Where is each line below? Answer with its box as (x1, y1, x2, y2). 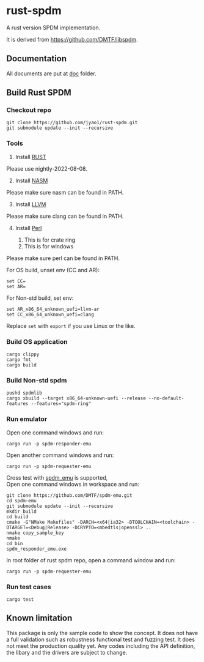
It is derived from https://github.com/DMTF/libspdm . (6, 35, 139, 43)
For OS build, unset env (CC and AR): (6, 266, 100, 273)
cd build (6, 513, 29, 520)
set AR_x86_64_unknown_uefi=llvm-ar (6, 306, 100, 312)
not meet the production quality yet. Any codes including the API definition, (6, 642, 195, 649)
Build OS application (6, 337, 68, 346)
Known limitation (6, 613, 73, 623)
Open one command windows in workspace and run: (6, 480, 139, 488)
